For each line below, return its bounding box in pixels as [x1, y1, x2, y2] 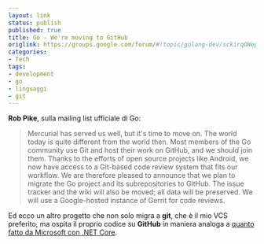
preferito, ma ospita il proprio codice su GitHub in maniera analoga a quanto [8, 220, 255, 229]
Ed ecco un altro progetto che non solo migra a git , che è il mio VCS [8, 211, 228, 220]
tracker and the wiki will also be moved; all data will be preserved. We [27, 187, 253, 197]
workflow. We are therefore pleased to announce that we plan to [27, 171, 236, 180]
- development [8, 70, 55, 78]
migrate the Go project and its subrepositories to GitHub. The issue [27, 179, 245, 189]
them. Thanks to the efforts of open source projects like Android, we [27, 154, 249, 164]
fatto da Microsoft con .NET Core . [8, 227, 118, 237]
